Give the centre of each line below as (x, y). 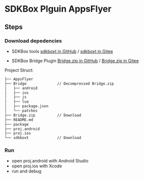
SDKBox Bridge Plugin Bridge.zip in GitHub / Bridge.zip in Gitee (75, 61)
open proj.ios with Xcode (37, 166)
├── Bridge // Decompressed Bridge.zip (59, 84)
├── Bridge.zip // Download (43, 115)
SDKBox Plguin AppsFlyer (58, 9)
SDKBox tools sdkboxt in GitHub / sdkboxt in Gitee (62, 51)
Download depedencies (33, 41)
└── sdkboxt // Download (43, 138)
